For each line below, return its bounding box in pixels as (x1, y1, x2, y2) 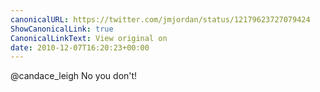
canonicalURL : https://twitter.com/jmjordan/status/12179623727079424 (10, 14, 311, 25)
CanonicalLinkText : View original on (10, 33, 168, 43)
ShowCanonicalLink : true (10, 24, 114, 34)
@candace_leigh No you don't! (10, 70, 138, 82)
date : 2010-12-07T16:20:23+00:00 (10, 42, 150, 53)
